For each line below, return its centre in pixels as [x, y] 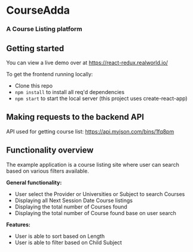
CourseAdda [38, 10]
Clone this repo [33, 85]
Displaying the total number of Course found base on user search [95, 213]
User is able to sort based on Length [60, 236]
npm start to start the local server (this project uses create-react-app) [101, 98]
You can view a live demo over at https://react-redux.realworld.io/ [87, 63]
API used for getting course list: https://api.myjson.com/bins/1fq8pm [90, 131]
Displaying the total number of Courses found [71, 207]
